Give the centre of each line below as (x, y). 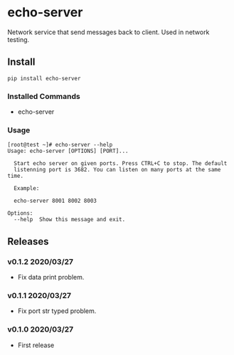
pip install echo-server (44, 78)
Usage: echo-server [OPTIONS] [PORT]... (68, 151)
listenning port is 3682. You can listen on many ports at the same (117, 170)
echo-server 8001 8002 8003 (55, 201)
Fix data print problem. (51, 277)
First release (36, 345)
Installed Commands (44, 96)
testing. (18, 39)
